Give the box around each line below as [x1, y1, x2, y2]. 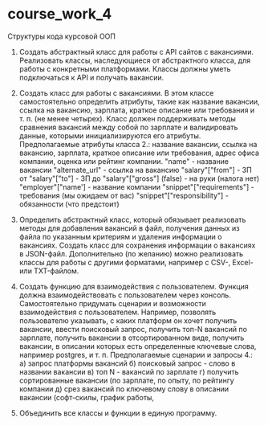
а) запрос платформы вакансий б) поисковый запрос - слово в [18, 358, 236, 368]
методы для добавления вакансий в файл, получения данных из [18, 223, 240, 233]
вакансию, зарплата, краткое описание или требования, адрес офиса [18, 148, 260, 158]
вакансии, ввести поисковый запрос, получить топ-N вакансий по [18, 324, 248, 334]
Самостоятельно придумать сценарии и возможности [18, 298, 206, 308]
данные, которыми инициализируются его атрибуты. [18, 130, 201, 141]
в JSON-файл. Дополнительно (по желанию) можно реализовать [18, 248, 244, 258]
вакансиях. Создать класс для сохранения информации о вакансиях [18, 240, 256, 250]
